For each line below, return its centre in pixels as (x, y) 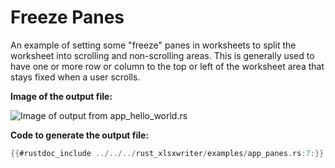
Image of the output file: (61, 96)
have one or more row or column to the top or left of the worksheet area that (167, 66)
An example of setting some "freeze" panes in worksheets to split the (153, 45)
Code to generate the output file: (80, 135)
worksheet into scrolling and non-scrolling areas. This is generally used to (162, 55)
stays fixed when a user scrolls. (75, 77)
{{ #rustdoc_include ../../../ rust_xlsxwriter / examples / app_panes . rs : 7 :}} (167, 153)
